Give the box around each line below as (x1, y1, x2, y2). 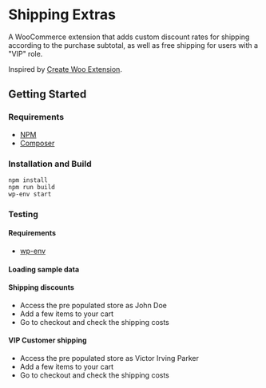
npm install (8, 176, 48, 184)
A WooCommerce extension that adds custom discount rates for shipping (8, 32, 250, 42)
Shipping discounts (8, 283, 74, 292)
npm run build (8, 183, 56, 191)
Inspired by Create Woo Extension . (8, 64, 122, 73)
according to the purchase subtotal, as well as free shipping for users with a (8, 40, 258, 49)
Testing (8, 208, 38, 220)
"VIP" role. (8, 49, 43, 58)
